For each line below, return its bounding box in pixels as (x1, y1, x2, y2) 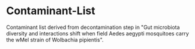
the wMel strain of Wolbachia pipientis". (6, 36, 104, 43)
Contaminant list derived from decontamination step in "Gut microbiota (6, 24, 180, 31)
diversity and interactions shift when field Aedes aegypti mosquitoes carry (6, 30, 189, 37)
